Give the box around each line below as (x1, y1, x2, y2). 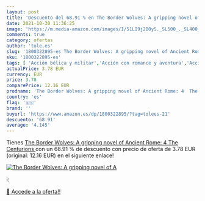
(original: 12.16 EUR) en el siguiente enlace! (6, 152, 114, 159)
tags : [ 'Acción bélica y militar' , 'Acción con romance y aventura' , (6, 60, 187, 66)
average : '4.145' (6, 122, 51, 129)
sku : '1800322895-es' (6, 54, 62, 60)
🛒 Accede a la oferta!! (6, 188, 61, 196)
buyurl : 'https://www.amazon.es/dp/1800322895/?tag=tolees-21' (6, 111, 171, 117)
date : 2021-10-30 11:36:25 (6, 20, 75, 26)
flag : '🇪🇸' (6, 99, 37, 105)
